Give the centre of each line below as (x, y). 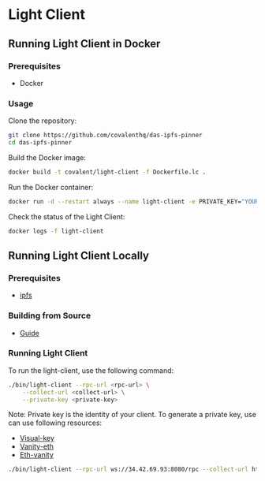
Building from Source (50, 315)
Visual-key (37, 438)
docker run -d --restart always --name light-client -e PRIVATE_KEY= (125, 201)
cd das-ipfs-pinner (40, 143)
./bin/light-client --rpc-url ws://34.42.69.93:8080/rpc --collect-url (128, 470)
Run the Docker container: (50, 187)
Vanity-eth (36, 446)
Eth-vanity (36, 455)
